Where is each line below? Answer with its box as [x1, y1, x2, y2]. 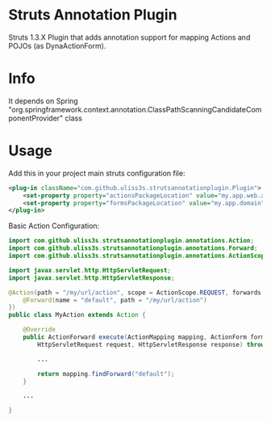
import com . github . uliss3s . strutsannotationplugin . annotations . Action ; [8, 237, 254, 245]
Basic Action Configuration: [8, 221, 100, 231]
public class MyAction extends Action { [8, 311, 147, 319]
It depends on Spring [8, 95, 78, 106]
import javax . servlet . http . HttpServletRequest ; [8, 266, 172, 274]
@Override [23, 326, 56, 334]
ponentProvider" [8, 113, 64, 123]
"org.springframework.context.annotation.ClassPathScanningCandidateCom [8, 104, 262, 114]
